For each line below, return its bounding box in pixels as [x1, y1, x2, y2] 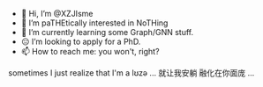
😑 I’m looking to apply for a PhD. [20, 36, 141, 47]
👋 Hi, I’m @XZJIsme [20, 9, 94, 18]
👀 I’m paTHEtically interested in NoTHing [20, 18, 169, 28]
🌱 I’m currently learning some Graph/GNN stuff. [20, 27, 194, 37]
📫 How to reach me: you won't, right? [20, 47, 160, 56]
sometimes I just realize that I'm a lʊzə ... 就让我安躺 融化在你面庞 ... [8, 68, 255, 78]
